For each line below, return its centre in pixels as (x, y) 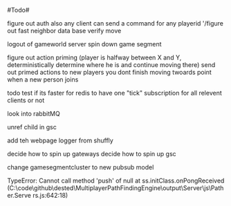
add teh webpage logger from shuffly (61, 140)
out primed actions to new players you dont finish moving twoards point (110, 72)
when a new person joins (43, 79)
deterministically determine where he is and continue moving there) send (111, 65)
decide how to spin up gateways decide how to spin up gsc (92, 154)
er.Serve (19, 195)
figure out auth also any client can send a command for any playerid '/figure (115, 23)
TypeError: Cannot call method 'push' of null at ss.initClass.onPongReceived (116, 180)
